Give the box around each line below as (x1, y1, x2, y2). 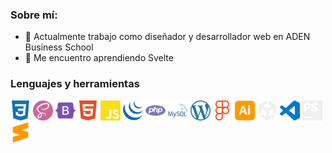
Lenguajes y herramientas (10, 77, 140, 91)
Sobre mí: (10, 8, 58, 22)
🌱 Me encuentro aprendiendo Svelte (24, 52, 174, 64)
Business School (24, 41, 94, 53)
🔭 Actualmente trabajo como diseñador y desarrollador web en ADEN (24, 31, 311, 43)
